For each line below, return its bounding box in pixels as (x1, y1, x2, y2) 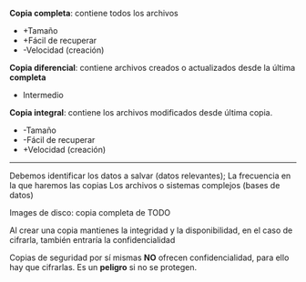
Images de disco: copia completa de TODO (9, 207, 171, 217)
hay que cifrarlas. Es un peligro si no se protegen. (9, 262, 198, 272)
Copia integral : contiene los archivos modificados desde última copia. (9, 107, 273, 117)
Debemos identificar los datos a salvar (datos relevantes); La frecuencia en (9, 170, 291, 181)
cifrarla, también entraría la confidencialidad (9, 235, 176, 245)
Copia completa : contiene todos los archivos (9, 8, 179, 18)
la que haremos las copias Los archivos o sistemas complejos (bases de (9, 180, 280, 190)
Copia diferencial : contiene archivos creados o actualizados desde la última (9, 63, 296, 73)
